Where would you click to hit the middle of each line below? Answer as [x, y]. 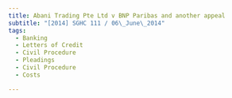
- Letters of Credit [49, 45]
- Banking [31, 38]
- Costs [28, 75]
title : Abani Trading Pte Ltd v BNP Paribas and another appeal [117, 16]
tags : [17, 30]
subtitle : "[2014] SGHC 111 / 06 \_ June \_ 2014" [87, 23]
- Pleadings [35, 61]
